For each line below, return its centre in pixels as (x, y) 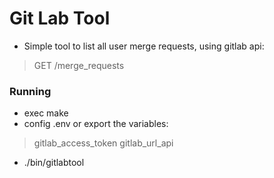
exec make (46, 113)
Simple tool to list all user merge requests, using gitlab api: (144, 46)
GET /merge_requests (79, 65)
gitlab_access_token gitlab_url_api (103, 143)
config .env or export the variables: (96, 124)
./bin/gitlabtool (54, 163)
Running (30, 91)
